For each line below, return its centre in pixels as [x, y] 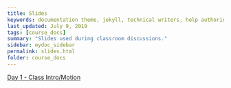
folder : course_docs [37, 58]
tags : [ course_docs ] [37, 32]
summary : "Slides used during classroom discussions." [87, 39]
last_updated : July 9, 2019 [47, 26]
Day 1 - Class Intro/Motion [44, 77]
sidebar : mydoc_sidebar [41, 45]
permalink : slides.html [41, 52]
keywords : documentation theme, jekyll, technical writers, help [102, 20]
